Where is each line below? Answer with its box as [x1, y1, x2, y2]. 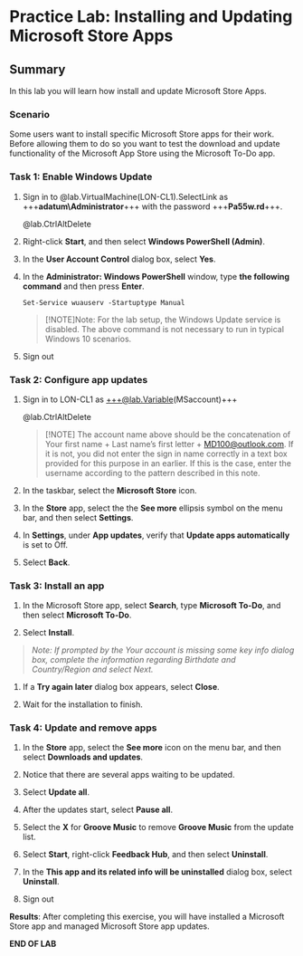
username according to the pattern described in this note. [44, 467, 260, 478]
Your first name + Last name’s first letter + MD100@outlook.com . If [44, 438, 294, 449]
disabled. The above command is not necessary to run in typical [44, 323, 285, 334]
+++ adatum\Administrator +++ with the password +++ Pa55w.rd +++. [22, 201, 283, 212]
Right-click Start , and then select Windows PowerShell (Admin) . [22, 235, 265, 246]
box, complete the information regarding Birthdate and [31, 655, 237, 665]
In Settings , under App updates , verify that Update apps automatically [22, 530, 290, 540]
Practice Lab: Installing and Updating [9, 6, 293, 27]
